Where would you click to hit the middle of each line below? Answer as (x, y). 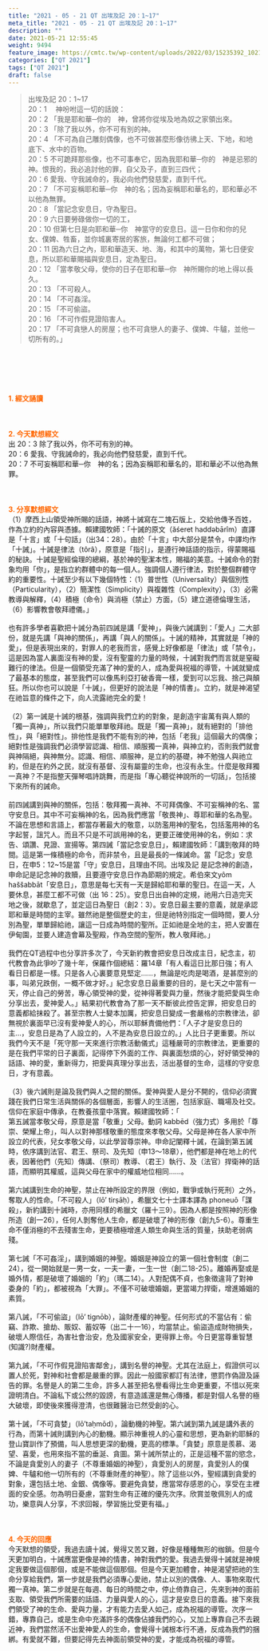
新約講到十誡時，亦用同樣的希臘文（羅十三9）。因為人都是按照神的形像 (141, 1210)
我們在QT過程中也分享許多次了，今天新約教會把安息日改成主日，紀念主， (128, 953)
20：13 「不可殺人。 (61, 289)
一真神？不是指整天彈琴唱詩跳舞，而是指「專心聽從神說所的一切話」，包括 (129, 776)
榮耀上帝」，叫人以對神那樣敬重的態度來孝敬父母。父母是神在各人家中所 (139, 1131)
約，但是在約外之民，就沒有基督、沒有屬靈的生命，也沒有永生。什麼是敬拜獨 (134, 766)
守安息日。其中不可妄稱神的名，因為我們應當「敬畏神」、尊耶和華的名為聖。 (132, 814)
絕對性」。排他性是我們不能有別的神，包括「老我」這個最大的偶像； (150, 736)
